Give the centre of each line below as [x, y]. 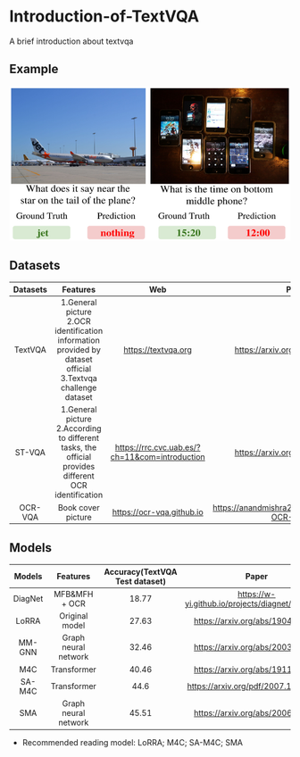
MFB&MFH [73, 594]
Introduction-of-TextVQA [104, 17]
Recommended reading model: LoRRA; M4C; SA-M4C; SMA [133, 742]
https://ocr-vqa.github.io [158, 512]
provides [79, 467]
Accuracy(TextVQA [141, 571]
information [79, 340]
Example [34, 69]
